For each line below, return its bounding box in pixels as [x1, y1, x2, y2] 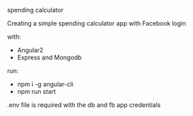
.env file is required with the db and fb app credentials [7, 101, 161, 109]
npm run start [17, 88, 57, 95]
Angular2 [17, 46, 43, 54]
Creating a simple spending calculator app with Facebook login [7, 19, 186, 27]
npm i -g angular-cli [17, 80, 74, 88]
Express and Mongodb [17, 53, 82, 61]
